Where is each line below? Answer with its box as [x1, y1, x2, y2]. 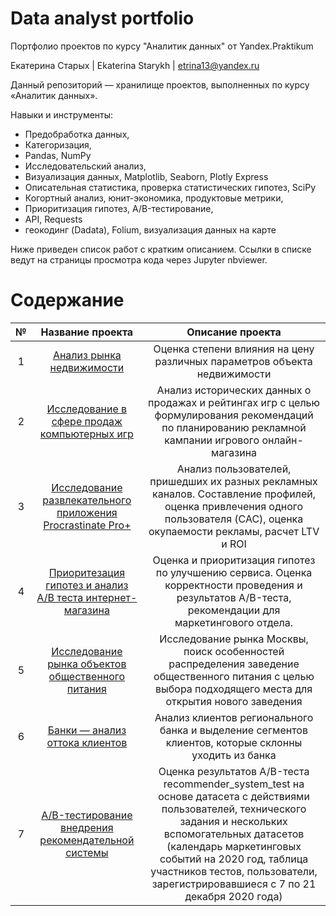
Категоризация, [24, 138, 92, 151]
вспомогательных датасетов [163, 827, 305, 841]
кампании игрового [164, 433, 260, 447]
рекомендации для [187, 603, 281, 617]
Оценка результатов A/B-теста [158, 764, 310, 778]
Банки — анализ [47, 723, 127, 737]
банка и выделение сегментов [159, 723, 308, 737]
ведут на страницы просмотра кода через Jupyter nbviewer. [10, 253, 268, 266]
